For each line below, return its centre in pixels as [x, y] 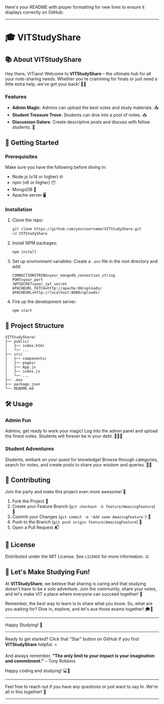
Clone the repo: [28, 220]
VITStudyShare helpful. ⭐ [31, 644]
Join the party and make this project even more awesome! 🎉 [65, 492]
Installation [19, 209]
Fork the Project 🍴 [30, 501]
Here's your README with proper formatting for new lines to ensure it [75, 7]
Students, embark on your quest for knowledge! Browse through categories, [82, 460]
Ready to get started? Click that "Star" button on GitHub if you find [72, 639]
